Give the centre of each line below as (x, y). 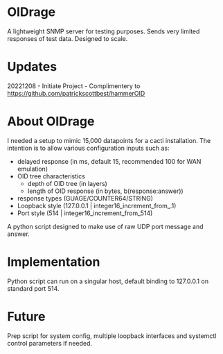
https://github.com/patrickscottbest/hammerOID (76, 93)
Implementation (54, 262)
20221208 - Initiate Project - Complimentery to (74, 86)
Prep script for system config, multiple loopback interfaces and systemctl (112, 336)
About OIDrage (51, 121)
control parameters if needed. (50, 343)
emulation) (33, 169)
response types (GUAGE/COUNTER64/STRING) (85, 198)
